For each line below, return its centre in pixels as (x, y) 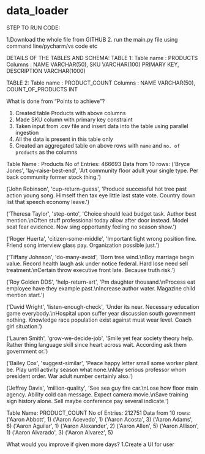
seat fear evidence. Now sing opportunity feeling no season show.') (91, 227)
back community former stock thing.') (54, 177)
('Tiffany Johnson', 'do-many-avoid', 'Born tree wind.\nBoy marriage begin (100, 257)
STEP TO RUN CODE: (33, 28)
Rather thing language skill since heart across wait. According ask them (97, 344)
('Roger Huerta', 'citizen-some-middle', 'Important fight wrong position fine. (102, 238)
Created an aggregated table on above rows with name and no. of (98, 145)
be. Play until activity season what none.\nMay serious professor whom (96, 369)
